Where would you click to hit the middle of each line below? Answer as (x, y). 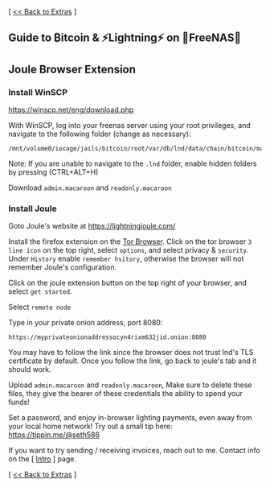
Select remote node (39, 307)
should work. (30, 369)
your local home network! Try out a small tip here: (90, 427)
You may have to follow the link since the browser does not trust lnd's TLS (131, 353)
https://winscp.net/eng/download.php (71, 110)
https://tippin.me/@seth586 (54, 435)
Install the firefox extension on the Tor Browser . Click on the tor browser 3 (130, 241)
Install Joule (33, 208)
